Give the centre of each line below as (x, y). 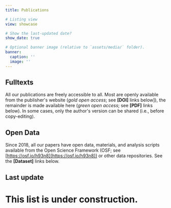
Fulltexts (19, 82)
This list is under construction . (72, 199)
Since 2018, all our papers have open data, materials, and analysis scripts (82, 145)
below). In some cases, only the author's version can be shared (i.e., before (85, 111)
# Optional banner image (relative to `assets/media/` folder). (75, 47)
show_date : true (22, 38)
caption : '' (23, 57)
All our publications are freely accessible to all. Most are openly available (82, 95)
